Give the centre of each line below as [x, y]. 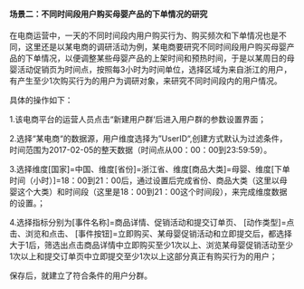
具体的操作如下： [41, 101]
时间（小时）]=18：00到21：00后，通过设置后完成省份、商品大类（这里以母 [148, 180]
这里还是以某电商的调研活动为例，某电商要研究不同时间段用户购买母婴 [156, 47]
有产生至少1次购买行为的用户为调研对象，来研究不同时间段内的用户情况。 [146, 81]
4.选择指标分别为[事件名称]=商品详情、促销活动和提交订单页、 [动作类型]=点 [152, 223]
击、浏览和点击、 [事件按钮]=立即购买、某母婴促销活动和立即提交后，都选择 [151, 234]
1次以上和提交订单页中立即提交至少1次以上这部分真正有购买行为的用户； [143, 256]
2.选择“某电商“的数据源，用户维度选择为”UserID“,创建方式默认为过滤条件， [148, 139]
